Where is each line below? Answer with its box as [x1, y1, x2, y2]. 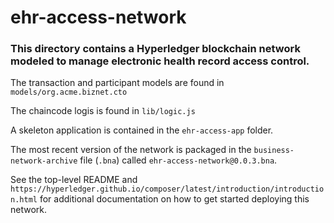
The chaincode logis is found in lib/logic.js [10, 105, 196, 117]
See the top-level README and [10, 174, 138, 186]
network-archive [10, 156, 78, 166]
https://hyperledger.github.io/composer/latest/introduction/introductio [10, 184, 325, 195]
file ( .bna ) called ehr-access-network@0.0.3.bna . [79, 154, 278, 166]
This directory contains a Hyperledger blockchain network [10, 42, 301, 56]
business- [253, 146, 295, 156]
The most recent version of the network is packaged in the [10, 144, 252, 156]
